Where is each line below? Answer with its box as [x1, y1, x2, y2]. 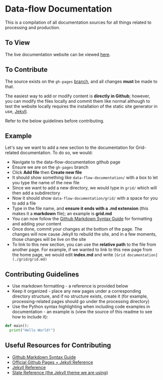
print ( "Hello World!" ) [9, 328, 55, 333]
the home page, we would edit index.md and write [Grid [12, 252, 125, 258]
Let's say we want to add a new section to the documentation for [5, 144, 135, 151]
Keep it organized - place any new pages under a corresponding [12, 288, 142, 294]
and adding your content [12, 221, 62, 227]
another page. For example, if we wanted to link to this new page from [12, 247, 152, 253]
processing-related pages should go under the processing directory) [12, 299, 149, 304]
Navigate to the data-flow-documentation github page [12, 159, 120, 165]
